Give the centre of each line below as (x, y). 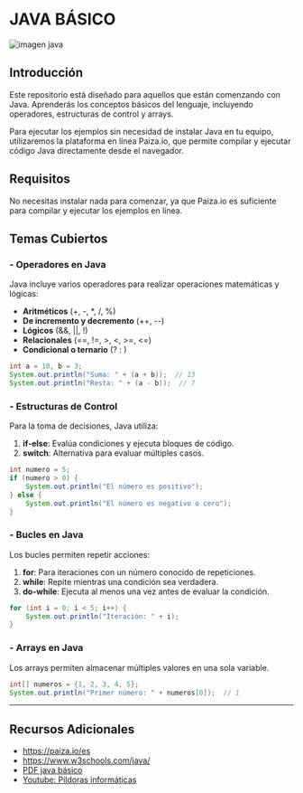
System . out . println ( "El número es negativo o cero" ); (129, 503)
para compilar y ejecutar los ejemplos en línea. (96, 210)
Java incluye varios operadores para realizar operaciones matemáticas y (144, 284)
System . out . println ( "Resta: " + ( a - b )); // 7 (102, 383)
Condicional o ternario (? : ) (74, 350)
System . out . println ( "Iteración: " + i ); (102, 616)
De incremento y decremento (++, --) (93, 321)
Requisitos (40, 179)
